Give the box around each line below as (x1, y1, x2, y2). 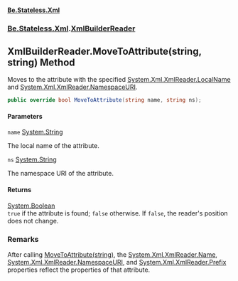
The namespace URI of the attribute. (7, 169, 114, 178)
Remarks (7, 234, 39, 244)
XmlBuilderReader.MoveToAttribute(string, (7, 45, 202, 57)
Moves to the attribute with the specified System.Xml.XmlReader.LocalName (7, 75, 231, 84)
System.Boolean (7, 201, 55, 210)
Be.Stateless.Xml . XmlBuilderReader (7, 23, 136, 33)
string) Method (7, 56, 76, 68)
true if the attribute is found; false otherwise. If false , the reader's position (7, 208, 229, 217)
